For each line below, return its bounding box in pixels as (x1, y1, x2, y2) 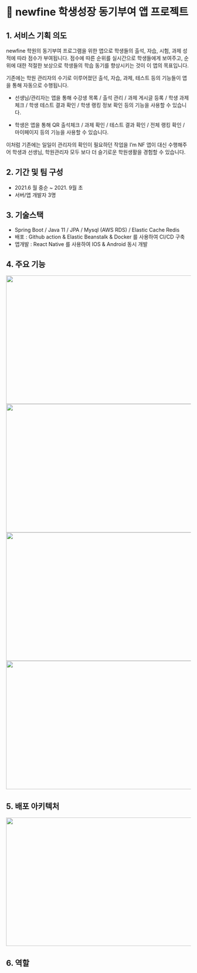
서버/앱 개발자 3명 (14, 191, 56, 198)
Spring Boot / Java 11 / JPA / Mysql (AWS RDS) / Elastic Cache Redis (14, 226, 180, 233)
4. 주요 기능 (6, 260, 46, 270)
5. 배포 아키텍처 (6, 801, 60, 811)
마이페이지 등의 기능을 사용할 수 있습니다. (14, 129, 109, 136)
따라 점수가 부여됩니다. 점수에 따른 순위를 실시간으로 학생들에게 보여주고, (16, 55, 183, 62)
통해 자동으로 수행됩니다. (12, 82, 69, 89)
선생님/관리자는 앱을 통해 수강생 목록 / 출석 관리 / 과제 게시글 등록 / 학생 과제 (14, 95, 189, 101)
